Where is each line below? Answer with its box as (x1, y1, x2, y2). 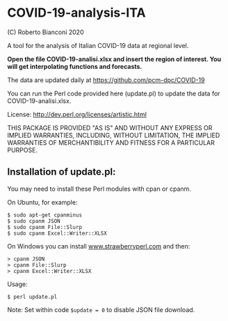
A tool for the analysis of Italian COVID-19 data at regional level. (7, 41, 189, 49)
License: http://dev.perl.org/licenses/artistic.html (7, 110, 147, 118)
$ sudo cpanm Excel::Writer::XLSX (7, 230, 108, 237)
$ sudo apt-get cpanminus (7, 211, 82, 219)
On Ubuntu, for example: (7, 198, 78, 206)
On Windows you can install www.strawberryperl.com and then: (7, 242, 190, 250)
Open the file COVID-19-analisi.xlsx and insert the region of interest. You (7, 54, 221, 63)
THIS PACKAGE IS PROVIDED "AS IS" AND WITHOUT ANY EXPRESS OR (7, 123, 213, 132)
